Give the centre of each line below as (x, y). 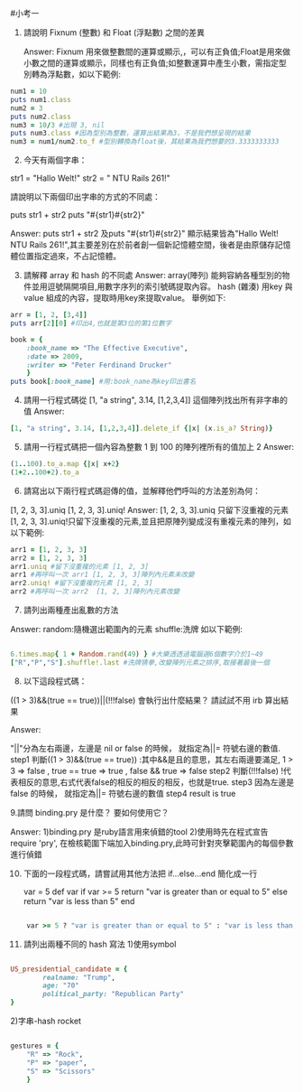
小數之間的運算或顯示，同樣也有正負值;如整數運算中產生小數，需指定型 (155, 63)
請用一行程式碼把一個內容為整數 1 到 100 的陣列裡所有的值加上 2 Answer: (159, 447)
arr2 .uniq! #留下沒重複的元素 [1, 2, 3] (82, 583)
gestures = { (35, 1046)
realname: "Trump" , (79, 977)
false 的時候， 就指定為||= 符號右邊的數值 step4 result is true (123, 793)
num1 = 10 (29, 91)
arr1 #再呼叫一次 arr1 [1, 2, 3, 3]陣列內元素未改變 (102, 575)
